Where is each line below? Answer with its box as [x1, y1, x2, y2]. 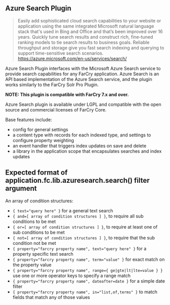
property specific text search [12, 251, 74, 257]
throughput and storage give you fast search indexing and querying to [17, 44, 164, 50]
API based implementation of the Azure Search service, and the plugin [5, 76, 152, 82]
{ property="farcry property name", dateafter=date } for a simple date [12, 278, 165, 284]
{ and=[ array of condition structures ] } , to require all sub [12, 213, 144, 219]
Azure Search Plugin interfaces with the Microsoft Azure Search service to [5, 65, 161, 71]
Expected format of [5, 168, 67, 177]
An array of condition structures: [5, 198, 74, 204]
